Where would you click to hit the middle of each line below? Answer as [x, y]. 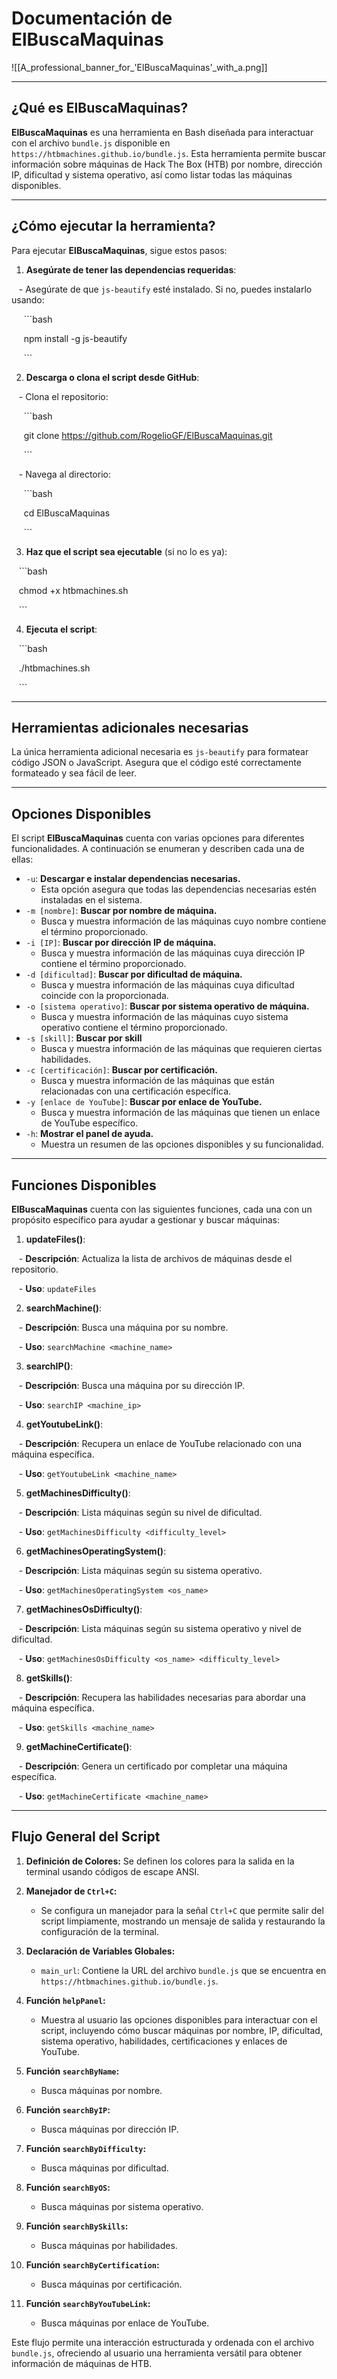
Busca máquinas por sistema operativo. [122, 2206]
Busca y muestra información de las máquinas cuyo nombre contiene [183, 921]
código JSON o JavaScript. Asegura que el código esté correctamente [156, 763]
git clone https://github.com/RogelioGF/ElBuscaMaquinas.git [148, 435]
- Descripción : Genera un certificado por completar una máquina [153, 1766]
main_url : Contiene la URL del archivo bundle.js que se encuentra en [183, 1970]
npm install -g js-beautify [75, 338]
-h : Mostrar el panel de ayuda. [89, 1134]
